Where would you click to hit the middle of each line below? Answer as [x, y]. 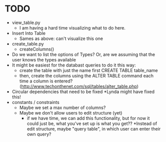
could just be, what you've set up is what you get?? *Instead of [92, 123]
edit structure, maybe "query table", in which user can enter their [94, 128]
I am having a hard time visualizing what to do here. [72, 27]
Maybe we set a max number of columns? [62, 107]
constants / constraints [35, 102]
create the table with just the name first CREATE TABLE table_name [88, 70]
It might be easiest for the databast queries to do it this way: [74, 65]
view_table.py [26, 22]
